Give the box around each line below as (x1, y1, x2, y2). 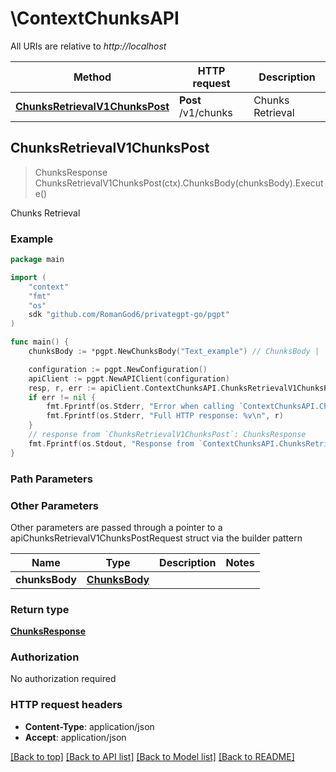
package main (10, 255, 65, 265)
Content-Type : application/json (24, 720, 155, 732)
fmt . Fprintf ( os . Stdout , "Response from (28, 438, 195, 449)
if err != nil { (28, 392, 97, 402)
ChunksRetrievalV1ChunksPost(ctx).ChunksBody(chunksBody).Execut (34, 177, 324, 189)
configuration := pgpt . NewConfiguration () (28, 364, 208, 374)
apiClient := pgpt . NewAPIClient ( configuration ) (28, 373, 230, 384)
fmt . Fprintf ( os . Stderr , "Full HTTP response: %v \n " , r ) (46, 411, 284, 421)
